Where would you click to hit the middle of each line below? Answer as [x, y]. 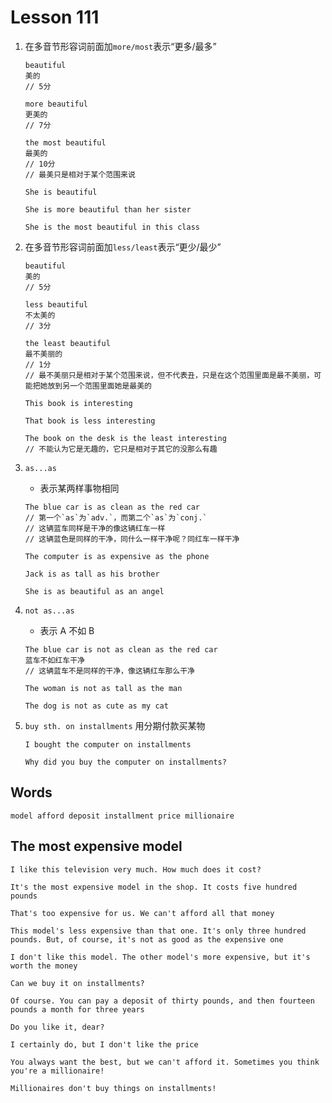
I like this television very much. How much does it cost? [136, 869]
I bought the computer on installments [108, 744]
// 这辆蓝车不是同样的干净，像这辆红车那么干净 [109, 671]
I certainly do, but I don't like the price [104, 1044]
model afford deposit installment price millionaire [122, 816]
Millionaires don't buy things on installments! [113, 1088]
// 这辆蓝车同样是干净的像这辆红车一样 [95, 528]
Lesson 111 [55, 17]
